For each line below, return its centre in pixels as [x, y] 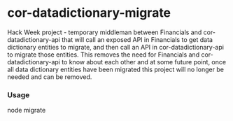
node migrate [27, 111]
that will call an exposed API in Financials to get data [137, 39]
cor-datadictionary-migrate [89, 13]
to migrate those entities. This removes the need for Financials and [104, 55]
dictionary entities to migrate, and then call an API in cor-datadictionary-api [115, 47]
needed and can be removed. [50, 77]
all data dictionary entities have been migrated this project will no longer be [115, 69]
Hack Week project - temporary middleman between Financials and [105, 32]
